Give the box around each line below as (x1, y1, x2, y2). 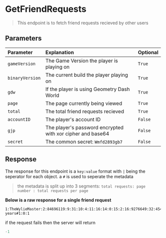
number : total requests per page (17, 188, 88, 193)
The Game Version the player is (45, 57, 119, 64)
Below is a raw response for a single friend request (5, 197, 112, 203)
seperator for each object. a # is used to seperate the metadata (5, 173, 133, 179)
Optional (137, 48, 159, 55)
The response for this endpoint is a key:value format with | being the (5, 168, 146, 174)
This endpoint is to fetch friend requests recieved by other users (17, 20, 149, 26)
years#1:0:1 (5, 211, 30, 216)
